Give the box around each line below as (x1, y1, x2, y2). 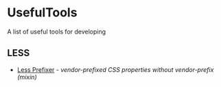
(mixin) (16, 73, 37, 81)
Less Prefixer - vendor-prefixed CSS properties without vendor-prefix (16, 65, 214, 73)
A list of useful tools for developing (7, 27, 106, 36)
